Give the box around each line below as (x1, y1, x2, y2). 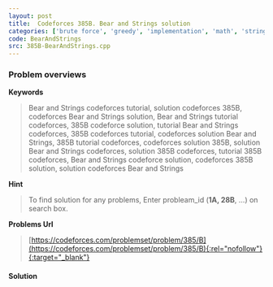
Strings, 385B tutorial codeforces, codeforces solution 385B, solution (28, 137, 261, 147)
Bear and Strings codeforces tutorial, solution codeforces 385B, (28, 103, 242, 113)
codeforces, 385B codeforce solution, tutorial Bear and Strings (28, 120, 239, 130)
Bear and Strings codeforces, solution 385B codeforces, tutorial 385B (28, 146, 262, 156)
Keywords (8, 87, 44, 98)
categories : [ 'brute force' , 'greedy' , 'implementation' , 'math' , (8, 27, 238, 35)
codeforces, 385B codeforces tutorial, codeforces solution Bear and (28, 129, 257, 139)
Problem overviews (8, 69, 87, 80)
